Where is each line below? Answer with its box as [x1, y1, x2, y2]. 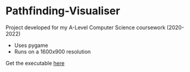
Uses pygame [14, 42, 48, 49]
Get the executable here [5, 60, 65, 67]
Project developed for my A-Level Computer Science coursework [5, 24, 166, 31]
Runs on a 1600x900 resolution [14, 48, 91, 55]
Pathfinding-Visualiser [5, 4, 120, 18]
